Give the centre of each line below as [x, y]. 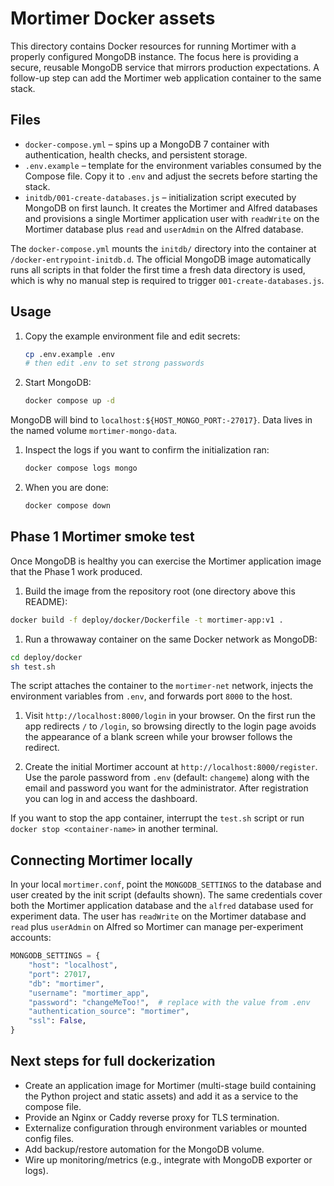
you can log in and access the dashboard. [111, 799]
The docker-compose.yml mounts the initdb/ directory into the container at [163, 248]
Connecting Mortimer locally [101, 860]
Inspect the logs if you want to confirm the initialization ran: [147, 450]
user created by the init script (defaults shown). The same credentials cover [166, 895]
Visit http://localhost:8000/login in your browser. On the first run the [170, 716]
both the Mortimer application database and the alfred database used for [162, 906]
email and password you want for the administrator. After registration [166, 788]
